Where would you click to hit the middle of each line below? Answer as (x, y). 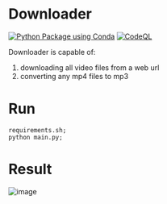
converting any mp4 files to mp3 (74, 76)
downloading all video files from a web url (90, 67)
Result (30, 169)
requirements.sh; (38, 130)
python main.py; (35, 137)
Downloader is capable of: (52, 52)
